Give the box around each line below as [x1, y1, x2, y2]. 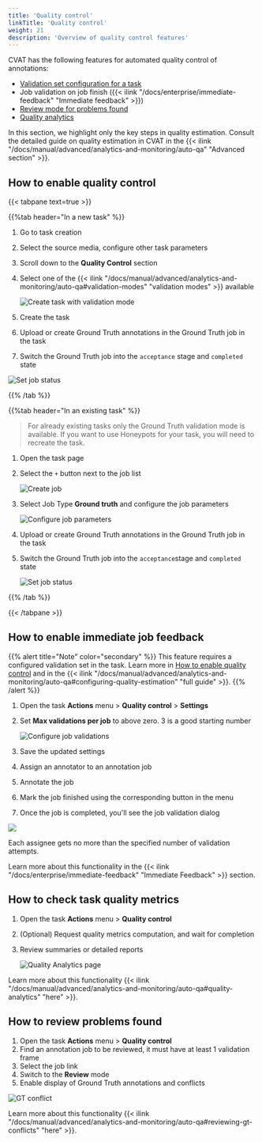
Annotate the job [19, 777, 74, 786]
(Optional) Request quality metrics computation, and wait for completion [19, 929, 255, 939]
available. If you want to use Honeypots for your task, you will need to [27, 430, 255, 439]
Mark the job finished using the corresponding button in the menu [19, 792, 234, 802]
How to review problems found [8, 1015, 163, 1028]
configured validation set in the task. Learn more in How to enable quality [8, 660, 246, 669]
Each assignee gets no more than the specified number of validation [8, 838, 230, 847]
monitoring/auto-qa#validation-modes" [19, 282, 148, 292]
